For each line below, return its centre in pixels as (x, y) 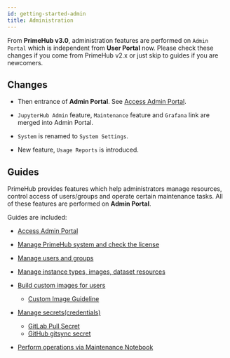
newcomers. (25, 62)
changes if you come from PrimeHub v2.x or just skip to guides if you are (113, 55)
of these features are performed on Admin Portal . (80, 204)
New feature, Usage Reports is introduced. (78, 150)
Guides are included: (37, 218)
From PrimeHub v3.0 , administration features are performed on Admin (108, 40)
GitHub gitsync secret (59, 333)
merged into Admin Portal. (55, 123)
